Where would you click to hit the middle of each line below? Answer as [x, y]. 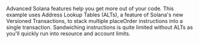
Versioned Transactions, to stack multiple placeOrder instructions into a [94, 21]
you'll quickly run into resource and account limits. [68, 34]
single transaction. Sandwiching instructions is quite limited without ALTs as [99, 27]
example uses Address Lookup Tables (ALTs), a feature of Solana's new [95, 15]
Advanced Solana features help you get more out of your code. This [90, 9]
